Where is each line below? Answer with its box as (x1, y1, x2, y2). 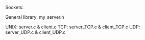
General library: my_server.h (5, 14, 65, 20)
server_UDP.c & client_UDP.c (5, 29, 66, 35)
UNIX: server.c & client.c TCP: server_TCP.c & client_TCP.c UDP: (5, 24, 140, 30)
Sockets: (5, 5, 24, 10)
